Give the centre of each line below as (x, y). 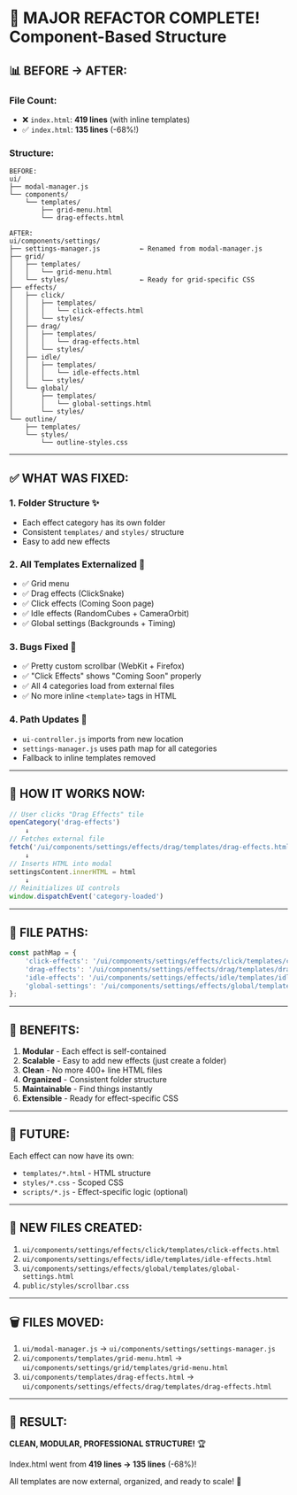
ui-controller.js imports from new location (103, 739)
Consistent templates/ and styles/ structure (103, 531)
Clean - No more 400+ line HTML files (92, 1070)
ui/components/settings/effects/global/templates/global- (131, 1269)
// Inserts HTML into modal (61, 864)
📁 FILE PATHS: (49, 932)
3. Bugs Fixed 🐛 (43, 647)
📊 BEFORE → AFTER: (69, 70)
